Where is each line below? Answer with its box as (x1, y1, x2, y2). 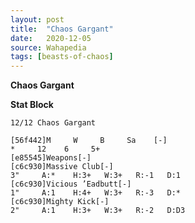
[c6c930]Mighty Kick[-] (10, 197, 110, 207)
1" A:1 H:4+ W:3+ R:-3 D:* (10, 188, 182, 198)
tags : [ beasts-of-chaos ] (10, 52, 114, 62)
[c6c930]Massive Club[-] (10, 162, 114, 172)
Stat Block (10, 99, 54, 111)
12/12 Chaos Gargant (10, 118, 97, 128)
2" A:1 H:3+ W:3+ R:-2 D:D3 (10, 206, 186, 216)
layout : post (10, 14, 65, 25)
